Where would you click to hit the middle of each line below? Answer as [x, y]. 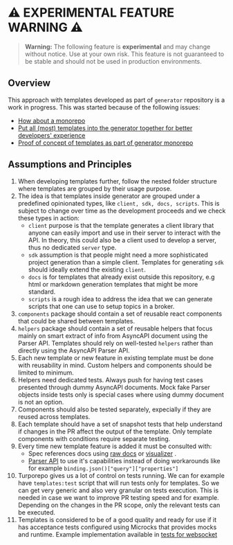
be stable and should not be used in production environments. [113, 61]
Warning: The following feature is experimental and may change [118, 46]
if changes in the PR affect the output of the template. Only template [115, 431]
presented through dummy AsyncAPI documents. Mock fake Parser [114, 387]
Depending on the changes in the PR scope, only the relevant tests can [119, 505]
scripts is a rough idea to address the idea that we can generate [120, 298]
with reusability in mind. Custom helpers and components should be [115, 365]
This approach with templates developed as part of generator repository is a [116, 100]
